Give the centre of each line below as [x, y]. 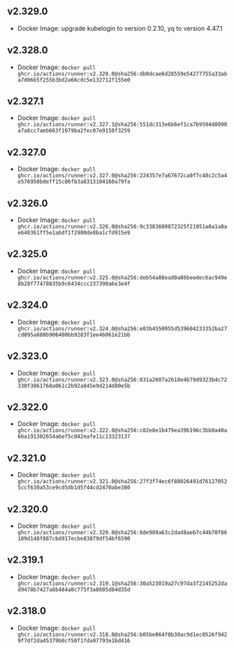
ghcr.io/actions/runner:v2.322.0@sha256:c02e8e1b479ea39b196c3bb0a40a [122, 431]
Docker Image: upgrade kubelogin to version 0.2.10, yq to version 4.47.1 [120, 28]
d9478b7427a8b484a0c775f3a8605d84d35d [74, 589]
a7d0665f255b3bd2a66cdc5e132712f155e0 [74, 80]
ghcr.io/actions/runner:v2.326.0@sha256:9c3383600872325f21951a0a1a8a [122, 227]
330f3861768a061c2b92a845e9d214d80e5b [74, 386]
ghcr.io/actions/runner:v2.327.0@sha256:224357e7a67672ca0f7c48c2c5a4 [122, 176]
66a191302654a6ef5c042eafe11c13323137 [74, 437]
